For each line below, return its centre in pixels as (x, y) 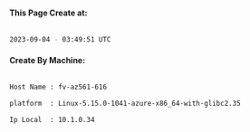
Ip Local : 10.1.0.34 (52, 120)
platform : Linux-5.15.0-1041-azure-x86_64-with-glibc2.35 (125, 104)
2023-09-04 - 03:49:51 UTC (60, 40)
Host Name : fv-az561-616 (58, 87)
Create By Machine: (48, 60)
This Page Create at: (48, 13)
